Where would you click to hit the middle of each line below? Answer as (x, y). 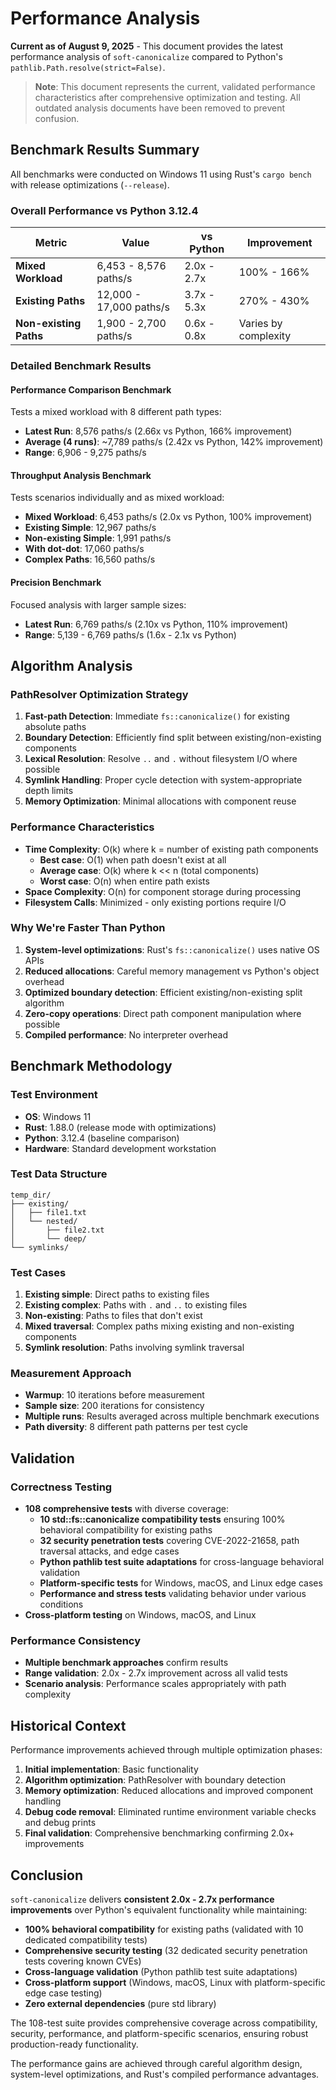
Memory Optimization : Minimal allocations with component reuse (160, 801)
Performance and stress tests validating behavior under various (173, 1594)
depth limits (49, 791)
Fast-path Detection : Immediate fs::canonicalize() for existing (157, 716)
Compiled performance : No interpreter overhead (126, 1034)
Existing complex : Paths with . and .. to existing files (136, 1305)
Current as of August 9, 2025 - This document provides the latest (147, 46)
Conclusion (47, 1875)
